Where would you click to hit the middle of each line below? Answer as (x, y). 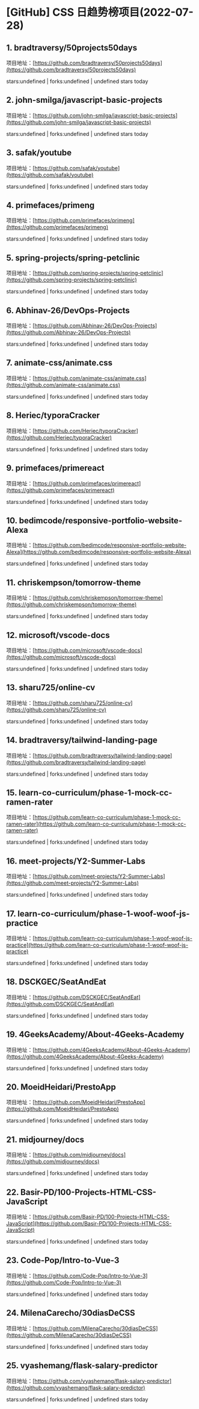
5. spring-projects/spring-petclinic (73, 258)
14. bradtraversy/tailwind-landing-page (82, 740)
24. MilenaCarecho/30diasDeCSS (71, 1313)
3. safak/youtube (39, 153)
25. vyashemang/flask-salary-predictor (82, 1366)
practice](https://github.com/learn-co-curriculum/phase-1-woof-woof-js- (97, 945)
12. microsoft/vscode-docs (58, 635)
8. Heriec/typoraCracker (53, 416)
